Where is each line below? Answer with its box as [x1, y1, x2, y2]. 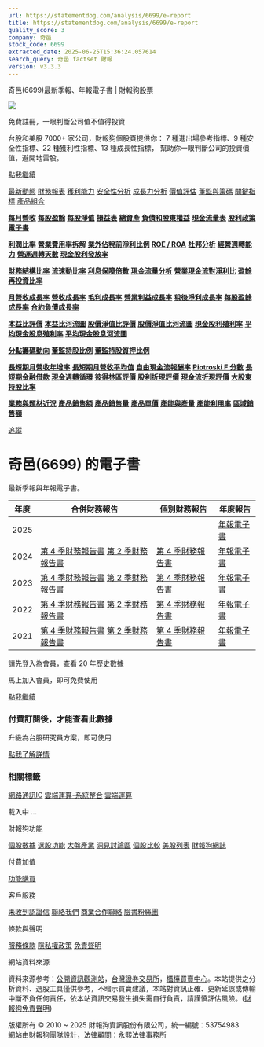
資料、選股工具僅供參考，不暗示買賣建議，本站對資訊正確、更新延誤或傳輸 [14, 984, 256, 994]
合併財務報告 [70, 504, 119, 515]
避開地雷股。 [21, 152, 64, 162]
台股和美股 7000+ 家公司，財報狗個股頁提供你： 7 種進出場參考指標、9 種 [8, 133, 247, 142]
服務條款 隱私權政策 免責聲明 [8, 941, 102, 950]
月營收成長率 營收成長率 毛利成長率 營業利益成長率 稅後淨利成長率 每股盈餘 [8, 292, 252, 302]
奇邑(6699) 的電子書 [8, 455, 141, 473]
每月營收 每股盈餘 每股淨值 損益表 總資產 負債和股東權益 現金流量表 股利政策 [8, 213, 256, 222]
